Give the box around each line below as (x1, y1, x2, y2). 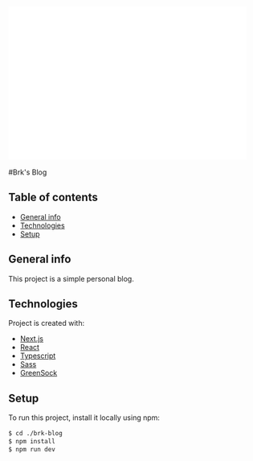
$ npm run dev (8, 446, 56, 454)
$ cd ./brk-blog (8, 430, 63, 438)
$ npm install (8, 438, 56, 446)
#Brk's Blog (8, 167, 47, 177)
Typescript (19, 351, 56, 360)
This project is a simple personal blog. (8, 274, 134, 283)
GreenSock (19, 368, 58, 378)
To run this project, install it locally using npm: (8, 413, 161, 422)
